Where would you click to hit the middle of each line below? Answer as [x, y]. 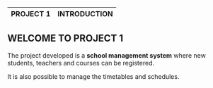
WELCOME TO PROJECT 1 [65, 38]
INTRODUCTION [85, 14]
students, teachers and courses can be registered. [81, 63]
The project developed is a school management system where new [107, 55]
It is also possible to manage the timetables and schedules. [93, 76]
